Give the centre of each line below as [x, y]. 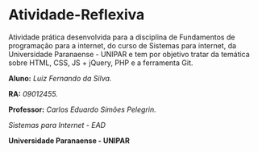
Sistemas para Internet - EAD [57, 125]
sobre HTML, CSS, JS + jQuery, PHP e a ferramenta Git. [101, 63]
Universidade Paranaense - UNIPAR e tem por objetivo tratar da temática [129, 54]
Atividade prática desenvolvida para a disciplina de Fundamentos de [122, 37]
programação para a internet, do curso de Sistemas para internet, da [122, 45]
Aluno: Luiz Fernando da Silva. [60, 78]
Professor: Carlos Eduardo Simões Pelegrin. [82, 109]
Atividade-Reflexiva [77, 15]
